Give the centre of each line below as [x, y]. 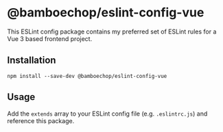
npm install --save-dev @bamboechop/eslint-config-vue [87, 76]
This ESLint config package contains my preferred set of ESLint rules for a [112, 31]
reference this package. [41, 120]
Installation [32, 61]
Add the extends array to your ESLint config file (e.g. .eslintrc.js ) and [107, 114]
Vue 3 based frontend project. [50, 38]
